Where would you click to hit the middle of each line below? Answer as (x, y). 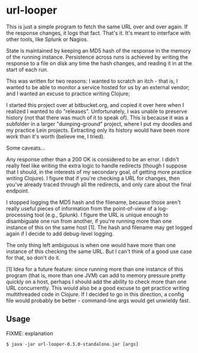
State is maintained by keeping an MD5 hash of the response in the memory (98, 50)
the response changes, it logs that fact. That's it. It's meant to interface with (98, 33)
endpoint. (18, 190)
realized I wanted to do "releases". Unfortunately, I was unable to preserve (97, 111)
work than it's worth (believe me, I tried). (56, 136)
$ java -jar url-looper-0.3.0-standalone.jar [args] (72, 344)
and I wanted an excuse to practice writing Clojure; (68, 93)
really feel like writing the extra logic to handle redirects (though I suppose (97, 166)
